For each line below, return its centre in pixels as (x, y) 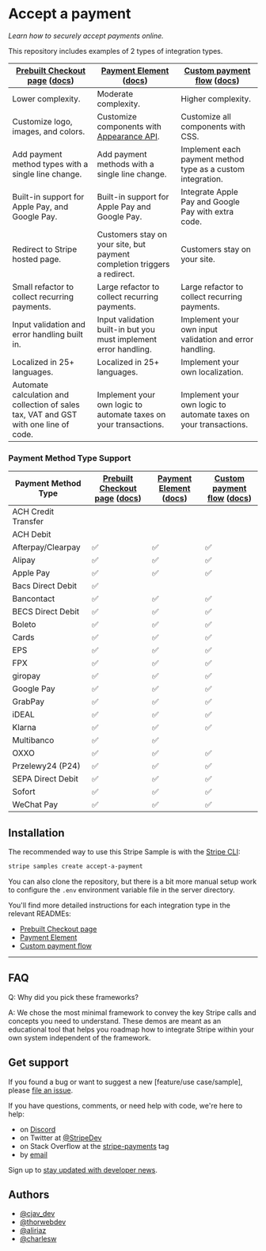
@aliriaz (33, 1230)
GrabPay (28, 702)
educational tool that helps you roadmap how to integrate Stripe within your (131, 1029)
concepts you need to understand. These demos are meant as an (115, 1021)
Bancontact (34, 599)
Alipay (24, 561)
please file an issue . (41, 1090)
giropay (27, 676)
